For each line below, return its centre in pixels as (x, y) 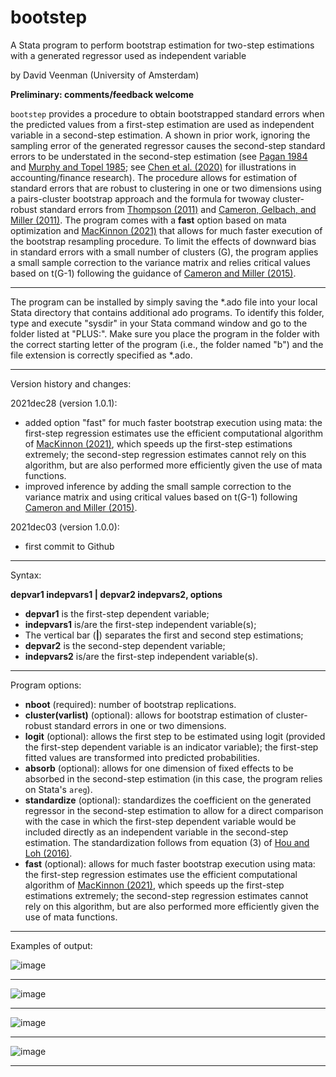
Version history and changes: (71, 383)
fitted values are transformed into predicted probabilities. (142, 757)
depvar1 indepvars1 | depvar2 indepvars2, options (116, 594)
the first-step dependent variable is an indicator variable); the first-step (171, 747)
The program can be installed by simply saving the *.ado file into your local (164, 302)
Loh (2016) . (48, 853)
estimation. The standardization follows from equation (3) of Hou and (167, 842)
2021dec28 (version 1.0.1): (64, 403)
